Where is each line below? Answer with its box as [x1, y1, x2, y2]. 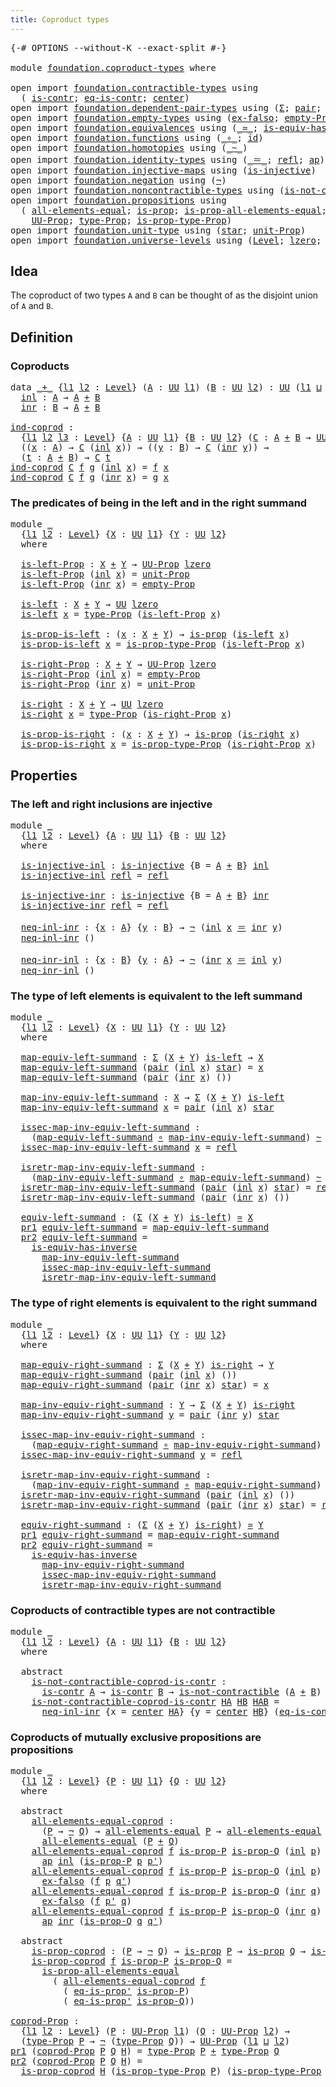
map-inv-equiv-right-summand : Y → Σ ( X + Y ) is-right [20, 1399, 296, 1410]
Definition [10, 329, 73, 346]
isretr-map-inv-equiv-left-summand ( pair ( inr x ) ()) [20, 1192, 290, 1203]
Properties [10, 767, 78, 784]
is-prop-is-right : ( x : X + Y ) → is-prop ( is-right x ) [20, 729, 301, 740]
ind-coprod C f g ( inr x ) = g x [10, 472, 170, 483]
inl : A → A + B [20, 392, 101, 403]
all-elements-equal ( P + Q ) [41, 1836, 180, 1847]
